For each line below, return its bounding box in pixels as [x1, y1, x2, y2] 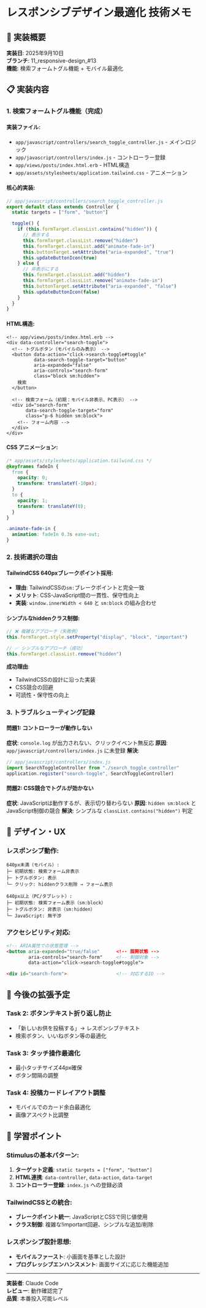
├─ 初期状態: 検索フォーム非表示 [6, 869, 80, 875]
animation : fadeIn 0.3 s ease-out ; [12, 531, 100, 537]
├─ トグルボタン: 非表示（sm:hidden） [6, 906, 96, 913]
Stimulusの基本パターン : [6, 1151, 80, 1160]
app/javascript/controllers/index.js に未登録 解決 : [6, 747, 140, 754]
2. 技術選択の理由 [6, 553, 58, 561]
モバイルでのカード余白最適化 [15, 1104, 91, 1111]
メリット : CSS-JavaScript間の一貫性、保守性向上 [15, 591, 140, 599]
